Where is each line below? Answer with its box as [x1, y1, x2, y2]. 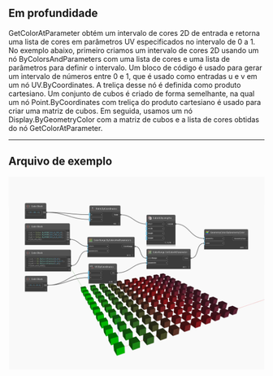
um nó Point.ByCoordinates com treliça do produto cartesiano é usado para [8, 97, 262, 107]
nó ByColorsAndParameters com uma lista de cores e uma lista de [8, 54, 230, 63]
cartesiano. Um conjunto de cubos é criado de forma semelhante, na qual [8, 89, 255, 98]
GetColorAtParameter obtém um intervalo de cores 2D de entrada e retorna [8, 28, 260, 37]
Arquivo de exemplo [8, 155, 112, 168]
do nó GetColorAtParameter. [8, 123, 103, 133]
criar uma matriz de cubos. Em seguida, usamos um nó [8, 106, 193, 116]
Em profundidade [8, 7, 98, 20]
